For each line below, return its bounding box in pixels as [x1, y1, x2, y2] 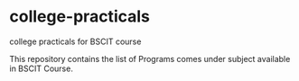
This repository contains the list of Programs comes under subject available [9, 53, 291, 64]
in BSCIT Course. [9, 63, 74, 74]
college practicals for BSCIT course [9, 36, 142, 47]
